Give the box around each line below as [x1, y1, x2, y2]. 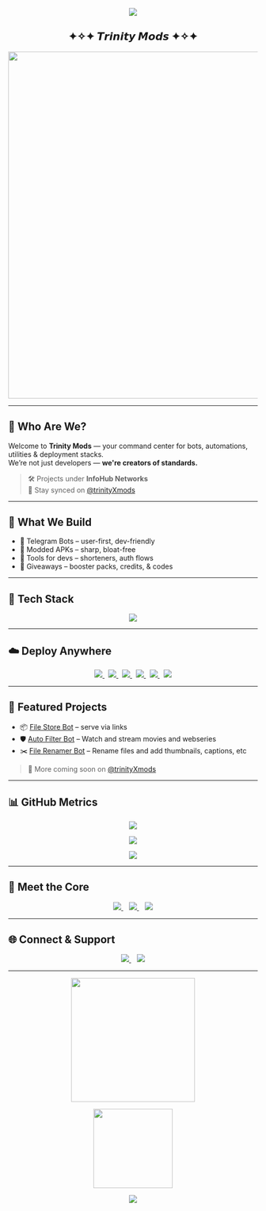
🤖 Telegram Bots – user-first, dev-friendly [19, 536, 156, 546]
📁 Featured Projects [8, 700, 108, 714]
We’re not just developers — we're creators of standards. [8, 458, 198, 467]
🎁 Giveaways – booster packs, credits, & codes [19, 561, 173, 571]
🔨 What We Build [8, 515, 93, 529]
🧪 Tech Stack [8, 592, 74, 606]
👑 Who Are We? [8, 420, 87, 434]
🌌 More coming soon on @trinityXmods [27, 764, 157, 773]
